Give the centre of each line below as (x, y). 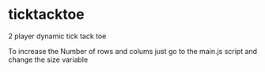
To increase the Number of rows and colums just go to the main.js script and (133, 51)
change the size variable (48, 59)
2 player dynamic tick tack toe (57, 36)
